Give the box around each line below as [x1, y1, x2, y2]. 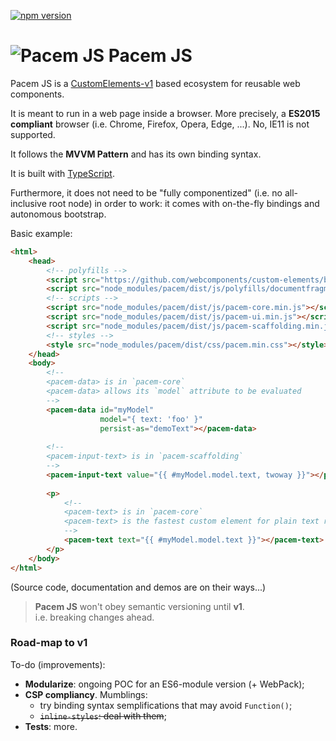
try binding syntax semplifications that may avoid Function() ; [39, 699, 293, 711]
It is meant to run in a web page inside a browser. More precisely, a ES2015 [10, 107, 321, 119]
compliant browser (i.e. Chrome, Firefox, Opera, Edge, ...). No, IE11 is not [10, 118, 310, 130]
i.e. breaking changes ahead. [34, 611, 155, 623]
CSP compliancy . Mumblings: [24, 688, 148, 700]
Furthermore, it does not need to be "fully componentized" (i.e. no [10, 186, 283, 199]
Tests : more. [24, 720, 78, 732]
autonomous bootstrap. [10, 208, 107, 220]
